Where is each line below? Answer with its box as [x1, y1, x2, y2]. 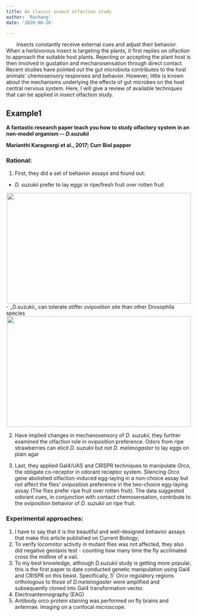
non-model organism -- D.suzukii [6, 131, 89, 138]
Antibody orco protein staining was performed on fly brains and [14, 597, 169, 604]
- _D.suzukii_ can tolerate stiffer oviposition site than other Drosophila [6, 304, 175, 311]
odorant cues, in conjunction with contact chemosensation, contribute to [14, 494, 191, 501]
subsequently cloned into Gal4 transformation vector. [14, 584, 144, 591]
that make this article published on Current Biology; [14, 534, 139, 541]
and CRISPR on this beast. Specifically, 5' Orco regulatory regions [14, 572, 175, 579]
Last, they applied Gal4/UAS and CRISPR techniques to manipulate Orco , [14, 462, 191, 470]
